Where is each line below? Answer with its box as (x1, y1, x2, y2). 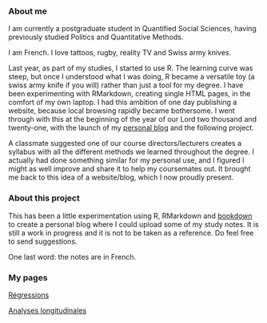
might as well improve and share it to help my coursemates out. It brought (8, 164, 251, 174)
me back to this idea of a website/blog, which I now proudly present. (8, 172, 234, 182)
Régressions (8, 290, 50, 300)
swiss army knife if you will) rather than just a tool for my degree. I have (8, 80, 244, 90)
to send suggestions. (8, 236, 78, 246)
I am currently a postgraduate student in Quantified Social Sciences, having (8, 24, 257, 34)
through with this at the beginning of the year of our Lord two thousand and (8, 115, 257, 124)
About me (8, 6, 48, 17)
